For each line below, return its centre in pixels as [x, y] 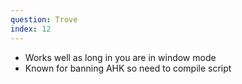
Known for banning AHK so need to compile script [128, 68]
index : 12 [31, 29]
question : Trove [44, 19]
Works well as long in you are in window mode [120, 57]
